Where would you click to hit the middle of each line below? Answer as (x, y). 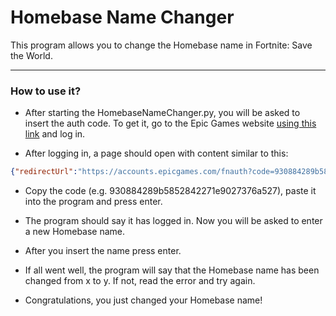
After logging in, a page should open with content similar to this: (156, 153)
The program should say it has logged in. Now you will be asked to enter (173, 221)
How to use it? (46, 91)
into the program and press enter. (93, 202)
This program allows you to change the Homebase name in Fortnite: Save (161, 45)
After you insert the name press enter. (103, 251)
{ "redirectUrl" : (44, 172)
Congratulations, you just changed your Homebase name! (143, 300)
